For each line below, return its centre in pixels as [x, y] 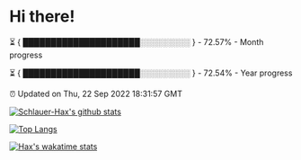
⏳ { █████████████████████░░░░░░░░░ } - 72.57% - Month [137, 41]
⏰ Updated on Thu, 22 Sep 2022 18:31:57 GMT [96, 93]
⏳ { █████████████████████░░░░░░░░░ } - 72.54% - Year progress [151, 73]
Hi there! [42, 17]
